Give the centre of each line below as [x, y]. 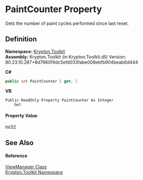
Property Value [21, 116]
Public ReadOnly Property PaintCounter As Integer [59, 100]
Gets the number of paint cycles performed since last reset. [67, 23]
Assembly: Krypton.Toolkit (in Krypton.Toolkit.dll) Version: [66, 57]
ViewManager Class [26, 167]
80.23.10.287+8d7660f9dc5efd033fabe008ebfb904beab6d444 [72, 62]
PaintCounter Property [54, 9]
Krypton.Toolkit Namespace [34, 172]
